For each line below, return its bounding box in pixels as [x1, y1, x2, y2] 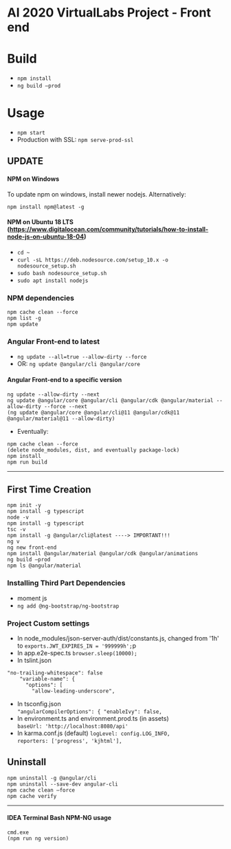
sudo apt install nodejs [16, 277, 89, 284]
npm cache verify [7, 792, 57, 799]
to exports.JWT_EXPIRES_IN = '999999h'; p [16, 641, 136, 650]
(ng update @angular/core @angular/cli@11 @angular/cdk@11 [7, 409, 180, 416]
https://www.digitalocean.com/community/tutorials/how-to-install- [9, 226, 208, 234]
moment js [16, 594, 47, 602]
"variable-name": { [19, 676, 76, 683]
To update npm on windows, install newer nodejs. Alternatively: [7, 190, 187, 198]
